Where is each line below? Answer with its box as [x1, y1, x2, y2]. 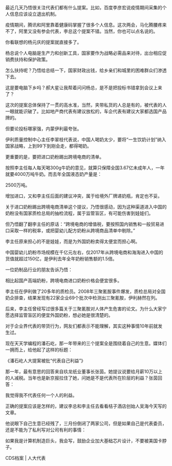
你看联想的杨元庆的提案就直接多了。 [5, 39, 82, 45]
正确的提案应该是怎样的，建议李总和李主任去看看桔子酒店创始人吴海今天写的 [5, 403, 167, 409]
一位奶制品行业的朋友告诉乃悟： [5, 267, 73, 273]
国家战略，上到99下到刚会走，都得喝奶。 [5, 143, 92, 149]
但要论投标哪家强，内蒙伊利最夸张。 [5, 126, 82, 132]
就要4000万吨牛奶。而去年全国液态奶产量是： [5, 171, 102, 177]
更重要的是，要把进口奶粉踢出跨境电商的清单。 [5, 154, 104, 160]
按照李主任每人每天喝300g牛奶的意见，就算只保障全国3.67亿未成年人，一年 [5, 165, 165, 171]
